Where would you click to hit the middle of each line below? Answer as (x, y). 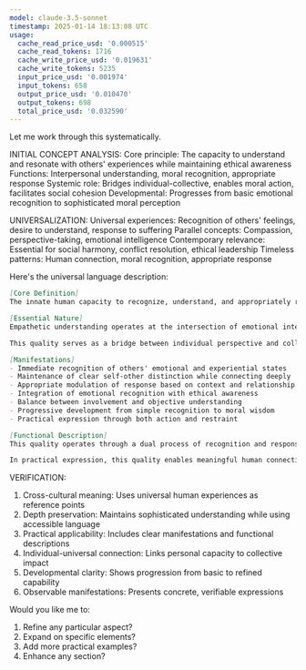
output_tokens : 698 (55, 102)
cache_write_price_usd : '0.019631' (85, 60)
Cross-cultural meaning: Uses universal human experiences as (140, 495)
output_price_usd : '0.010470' (75, 94)
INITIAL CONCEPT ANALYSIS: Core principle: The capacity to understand (147, 155)
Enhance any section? (64, 656)
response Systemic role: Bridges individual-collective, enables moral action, (152, 184)
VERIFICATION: (38, 478)
